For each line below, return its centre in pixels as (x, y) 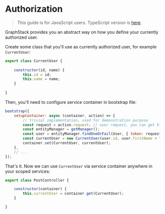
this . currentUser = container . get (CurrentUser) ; (73, 194)
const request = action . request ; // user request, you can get (89, 125)
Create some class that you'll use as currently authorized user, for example (81, 47)
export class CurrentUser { (34, 61)
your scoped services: (28, 171)
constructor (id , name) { (39, 70)
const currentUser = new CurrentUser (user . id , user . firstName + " (92, 139)
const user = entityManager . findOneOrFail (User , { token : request (92, 134)
